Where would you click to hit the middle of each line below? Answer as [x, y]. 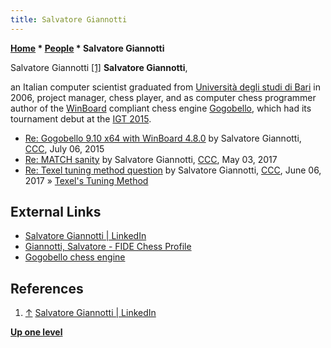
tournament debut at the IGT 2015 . [81, 118]
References [47, 288]
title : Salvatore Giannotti [69, 19]
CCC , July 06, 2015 [64, 148]
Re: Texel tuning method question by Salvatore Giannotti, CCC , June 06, [173, 170]
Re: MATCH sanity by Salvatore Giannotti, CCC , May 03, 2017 [151, 159]
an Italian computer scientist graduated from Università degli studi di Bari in [166, 87]
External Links [56, 212]
